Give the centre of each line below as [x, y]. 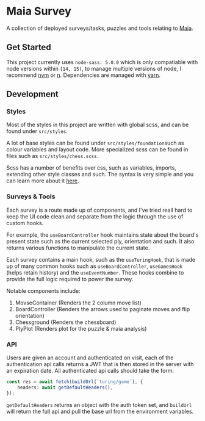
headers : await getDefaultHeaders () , [65, 387]
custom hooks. [25, 223]
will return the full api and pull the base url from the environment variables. [100, 411]
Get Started [29, 47]
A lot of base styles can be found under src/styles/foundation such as [95, 143]
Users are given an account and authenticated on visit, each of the [90, 358]
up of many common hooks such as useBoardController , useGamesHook [95, 266]
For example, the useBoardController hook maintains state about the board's [103, 235]
